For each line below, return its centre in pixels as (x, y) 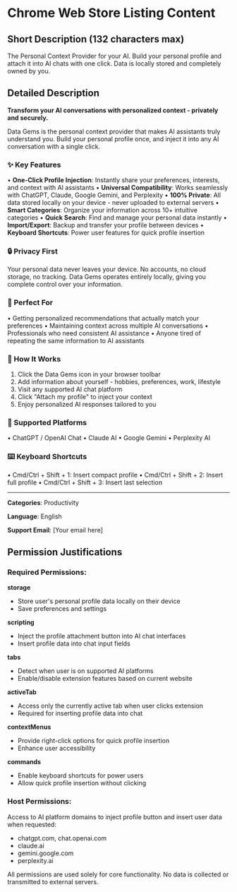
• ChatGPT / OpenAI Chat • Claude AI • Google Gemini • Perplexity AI (109, 438)
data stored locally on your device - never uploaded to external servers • (113, 203)
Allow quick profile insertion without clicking (82, 783)
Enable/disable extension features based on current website (105, 679)
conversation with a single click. (54, 146)
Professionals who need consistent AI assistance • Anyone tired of (104, 333)
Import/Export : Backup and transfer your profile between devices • (106, 225)
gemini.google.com (45, 853)
